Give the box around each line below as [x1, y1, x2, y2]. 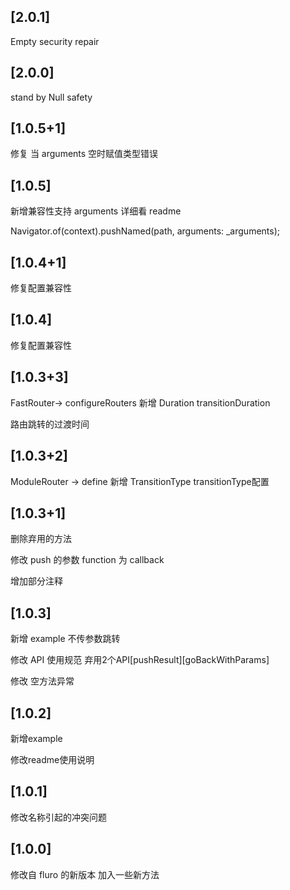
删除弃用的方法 [10, 533, 72, 545]
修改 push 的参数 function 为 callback [10, 554, 165, 566]
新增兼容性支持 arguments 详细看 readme [10, 205, 182, 217]
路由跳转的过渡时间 [10, 418, 90, 430]
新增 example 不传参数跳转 [10, 633, 121, 645]
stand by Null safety [10, 91, 93, 103]
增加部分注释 [10, 575, 63, 587]
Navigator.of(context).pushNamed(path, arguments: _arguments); [10, 225, 280, 237]
